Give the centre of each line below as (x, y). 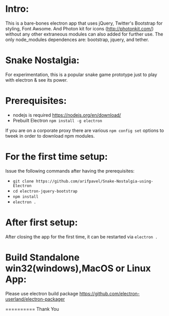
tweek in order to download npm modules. (50, 136)
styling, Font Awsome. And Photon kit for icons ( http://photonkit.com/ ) (80, 28)
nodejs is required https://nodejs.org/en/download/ (67, 115)
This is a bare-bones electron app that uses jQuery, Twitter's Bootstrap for (84, 23)
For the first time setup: (57, 157)
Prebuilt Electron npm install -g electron (58, 120)
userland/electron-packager (35, 299)
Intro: (17, 9)
